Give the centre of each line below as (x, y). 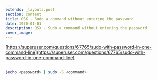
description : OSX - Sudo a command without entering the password (76, 28)
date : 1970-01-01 (23, 24)
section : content (23, 14)
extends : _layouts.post (30, 10)
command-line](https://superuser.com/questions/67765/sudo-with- (75, 52)
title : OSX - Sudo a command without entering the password (70, 19)
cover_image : (19, 33)
